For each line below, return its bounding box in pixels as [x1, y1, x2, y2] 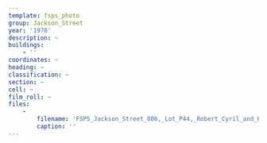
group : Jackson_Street [8, 19, 83, 27]
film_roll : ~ [8, 93, 52, 101]
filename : [37, 115, 69, 123]
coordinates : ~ [8, 56, 59, 64]
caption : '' [37, 122, 77, 130]
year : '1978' [8, 26, 52, 34]
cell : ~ [8, 85, 34, 94]
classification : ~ [8, 71, 69, 79]
